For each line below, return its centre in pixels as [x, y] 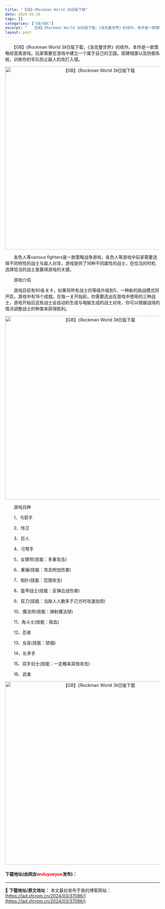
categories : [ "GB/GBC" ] [29, 23]
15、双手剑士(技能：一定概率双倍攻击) [52, 664]
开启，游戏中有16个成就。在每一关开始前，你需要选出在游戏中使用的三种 [78, 296]
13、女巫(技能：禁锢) [35, 643]
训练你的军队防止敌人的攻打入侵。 [48, 59]
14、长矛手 [25, 653]
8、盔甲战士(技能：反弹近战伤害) [47, 591]
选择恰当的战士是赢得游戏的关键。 [40, 269]
